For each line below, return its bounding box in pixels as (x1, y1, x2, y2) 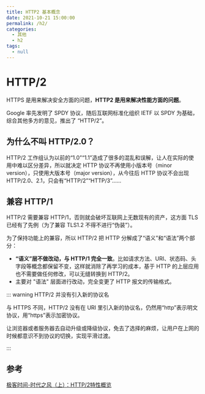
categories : (6, 26, 37, 32)
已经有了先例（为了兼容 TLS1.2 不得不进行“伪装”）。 (6, 221, 136, 229)
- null (12, 49, 29, 55)
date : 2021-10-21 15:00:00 (6, 15, 75, 21)
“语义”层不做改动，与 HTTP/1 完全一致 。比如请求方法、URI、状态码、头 (15, 255, 197, 262)
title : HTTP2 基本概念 (6, 9, 61, 15)
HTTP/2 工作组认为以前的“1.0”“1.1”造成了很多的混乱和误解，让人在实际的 (6, 154, 189, 161)
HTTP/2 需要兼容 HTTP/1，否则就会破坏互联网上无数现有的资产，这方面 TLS (6, 214, 198, 221)
